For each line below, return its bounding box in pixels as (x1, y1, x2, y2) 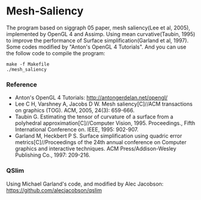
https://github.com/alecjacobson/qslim (6, 186, 102, 193)
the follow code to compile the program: (6, 49, 106, 56)
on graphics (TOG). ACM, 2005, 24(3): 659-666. (14, 107, 135, 114)
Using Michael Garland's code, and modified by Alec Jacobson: (6, 180, 164, 187)
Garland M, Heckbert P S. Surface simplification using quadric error (14, 132, 182, 139)
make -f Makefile (6, 61, 50, 67)
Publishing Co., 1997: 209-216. (14, 151, 91, 159)
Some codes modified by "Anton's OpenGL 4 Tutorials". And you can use (6, 43, 187, 50)
